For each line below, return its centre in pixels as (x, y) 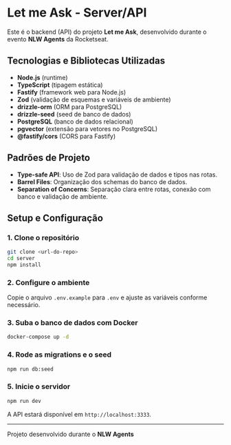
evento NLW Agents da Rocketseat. (58, 39)
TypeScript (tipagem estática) (60, 85)
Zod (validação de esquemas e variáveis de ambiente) (94, 99)
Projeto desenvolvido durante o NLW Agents (70, 434)
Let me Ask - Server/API (77, 13)
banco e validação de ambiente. (63, 196)
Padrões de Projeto (49, 158)
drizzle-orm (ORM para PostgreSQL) (69, 107)
